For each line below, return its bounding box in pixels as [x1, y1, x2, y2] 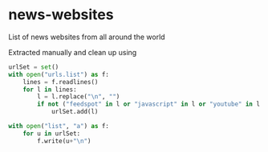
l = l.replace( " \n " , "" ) [37, 93, 120, 101]
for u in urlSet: [22, 130, 81, 138]
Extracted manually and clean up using [8, 47, 137, 57]
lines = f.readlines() [22, 78, 99, 86]
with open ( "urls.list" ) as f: [8, 70, 110, 78]
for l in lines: [22, 86, 78, 94]
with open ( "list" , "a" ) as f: [8, 122, 110, 130]
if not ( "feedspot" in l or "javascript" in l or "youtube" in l [37, 100, 261, 109]
